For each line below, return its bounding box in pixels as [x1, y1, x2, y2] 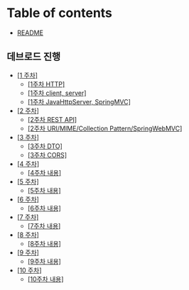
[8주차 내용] [27, 239, 61, 247]
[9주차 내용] [27, 257, 61, 265]
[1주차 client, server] [27, 89, 87, 97]
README [16, 28, 44, 37]
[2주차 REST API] [27, 115, 77, 123]
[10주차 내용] [27, 274, 64, 283]
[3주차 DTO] [27, 142, 63, 150]
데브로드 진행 [6, 51, 61, 63]
